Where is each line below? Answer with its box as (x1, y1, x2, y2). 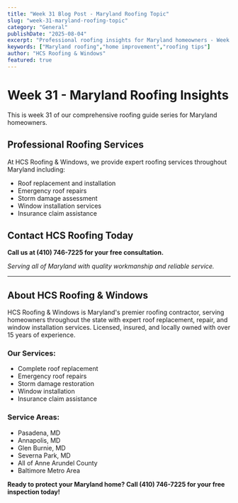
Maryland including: (7, 165, 66, 174)
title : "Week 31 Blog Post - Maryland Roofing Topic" (7, 10, 170, 18)
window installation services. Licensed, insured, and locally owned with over (7, 324, 231, 332)
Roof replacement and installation (17, 179, 116, 187)
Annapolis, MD (17, 436, 61, 444)
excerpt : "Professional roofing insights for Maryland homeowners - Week (7, 37, 230, 44)
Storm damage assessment (17, 194, 98, 202)
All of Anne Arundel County (17, 458, 98, 467)
